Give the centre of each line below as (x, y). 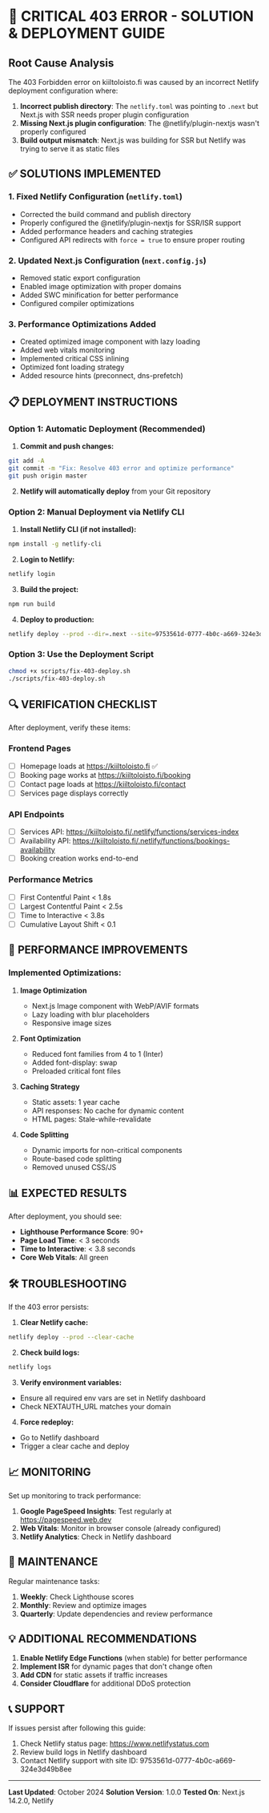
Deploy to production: (57, 619)
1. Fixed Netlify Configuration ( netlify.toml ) (95, 197)
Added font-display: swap (74, 1062)
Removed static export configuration (80, 278)
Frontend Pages (40, 748)
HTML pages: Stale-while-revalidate (92, 1119)
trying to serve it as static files (70, 149)
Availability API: (45, 841)
